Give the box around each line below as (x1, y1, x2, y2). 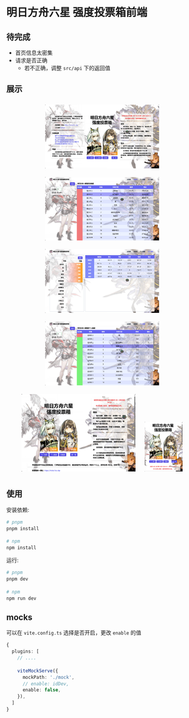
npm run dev (6, 595, 36, 601)
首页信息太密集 (15, 49, 53, 56)
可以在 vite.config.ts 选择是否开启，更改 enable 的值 (6, 629, 142, 636)
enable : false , (22, 687, 61, 693)
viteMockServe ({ (17, 667, 59, 674)
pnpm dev (6, 576, 29, 582)
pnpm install (6, 525, 40, 531)
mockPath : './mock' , (22, 674, 75, 680)
